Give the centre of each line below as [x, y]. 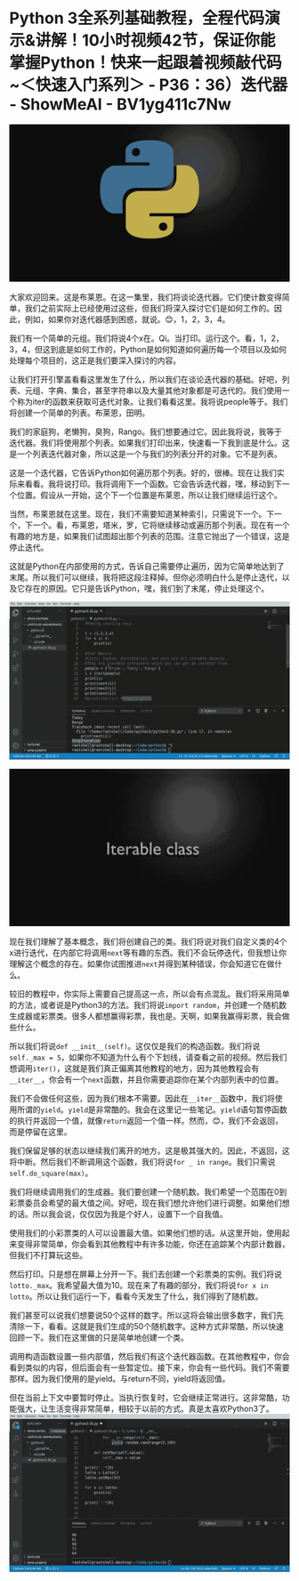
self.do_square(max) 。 [51, 1173]
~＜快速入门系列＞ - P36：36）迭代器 [149, 85]
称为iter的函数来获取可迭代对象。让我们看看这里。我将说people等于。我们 [152, 402]
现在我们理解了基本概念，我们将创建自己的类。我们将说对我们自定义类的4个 [148, 942]
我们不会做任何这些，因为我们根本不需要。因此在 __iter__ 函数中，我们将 [142, 1099]
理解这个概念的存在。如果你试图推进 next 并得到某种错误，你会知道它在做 [142, 964]
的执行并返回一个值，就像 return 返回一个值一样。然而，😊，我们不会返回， [146, 1121]
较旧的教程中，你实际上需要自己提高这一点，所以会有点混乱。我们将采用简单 [149, 994]
